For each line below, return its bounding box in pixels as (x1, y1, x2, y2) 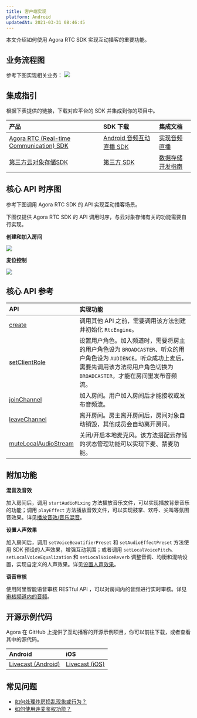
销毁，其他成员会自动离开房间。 (85, 420, 174, 428)
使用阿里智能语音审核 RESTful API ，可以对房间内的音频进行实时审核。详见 (6, 586, 187, 593)
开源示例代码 (6, 612, 53, 622)
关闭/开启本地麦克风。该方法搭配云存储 (79, 431, 188, 439)
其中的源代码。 (6, 636, 42, 643)
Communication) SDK (9, 142, 69, 149)
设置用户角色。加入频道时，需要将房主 (79, 336, 186, 345)
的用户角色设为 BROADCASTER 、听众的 (79, 345, 179, 353)
